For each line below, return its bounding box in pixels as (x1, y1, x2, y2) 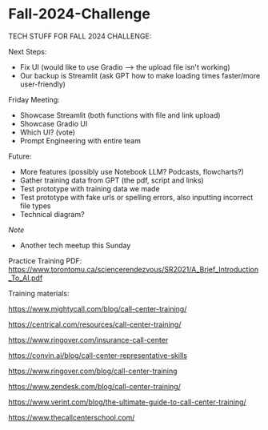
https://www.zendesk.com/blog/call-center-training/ (8, 381, 182, 391)
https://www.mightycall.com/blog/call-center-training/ (8, 303, 187, 313)
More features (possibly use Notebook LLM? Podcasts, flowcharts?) (19, 167, 244, 176)
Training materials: (8, 288, 70, 298)
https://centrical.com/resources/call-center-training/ (8, 319, 182, 329)
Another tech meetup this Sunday (19, 240, 131, 250)
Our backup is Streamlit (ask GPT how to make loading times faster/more (19, 70, 261, 80)
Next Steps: (8, 46, 47, 56)
